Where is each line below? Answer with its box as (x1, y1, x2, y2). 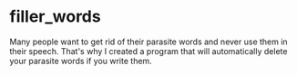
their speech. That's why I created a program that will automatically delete (9, 45, 288, 56)
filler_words (9, 6, 102, 27)
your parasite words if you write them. (9, 55, 152, 66)
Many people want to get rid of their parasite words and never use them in (9, 36, 289, 47)
